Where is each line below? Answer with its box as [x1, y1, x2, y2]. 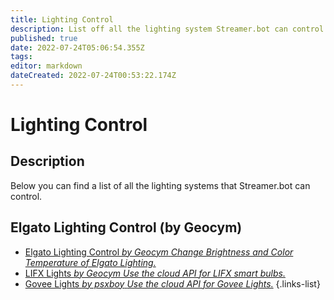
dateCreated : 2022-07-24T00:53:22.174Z [10, 71, 177, 81]
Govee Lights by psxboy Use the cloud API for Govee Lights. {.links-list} [24, 277, 321, 290]
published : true [10, 33, 78, 43]
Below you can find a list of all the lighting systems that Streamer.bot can [10, 179, 311, 191]
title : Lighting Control [10, 14, 114, 25]
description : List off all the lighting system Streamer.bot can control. [10, 24, 329, 34]
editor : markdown [10, 61, 83, 71]
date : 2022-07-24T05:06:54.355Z [10, 42, 145, 53]
